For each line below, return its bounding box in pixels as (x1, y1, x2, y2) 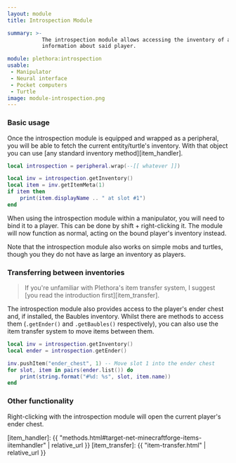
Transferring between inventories (7, 267, 125, 277)
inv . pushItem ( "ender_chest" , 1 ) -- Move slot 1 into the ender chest (7, 360, 216, 367)
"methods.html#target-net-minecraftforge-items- (59, 433, 202, 442)
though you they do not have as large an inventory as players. (7, 250, 186, 258)
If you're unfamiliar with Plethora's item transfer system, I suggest (24, 284, 216, 292)
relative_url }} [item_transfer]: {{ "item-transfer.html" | (51, 440, 206, 449)
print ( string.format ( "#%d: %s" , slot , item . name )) (20, 373, 171, 380)
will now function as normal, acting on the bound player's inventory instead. (7, 229, 227, 237)
